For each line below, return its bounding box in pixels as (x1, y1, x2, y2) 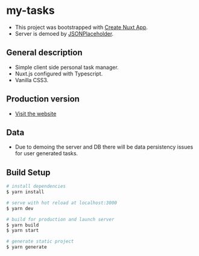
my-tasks (6, 4, 55, 18)
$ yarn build (6, 222, 39, 228)
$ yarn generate (6, 244, 47, 251)
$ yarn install (6, 189, 45, 195)
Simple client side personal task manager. (14, 63, 119, 71)
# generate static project (6, 238, 74, 245)
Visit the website (14, 110, 57, 117)
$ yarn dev (6, 205, 34, 211)
